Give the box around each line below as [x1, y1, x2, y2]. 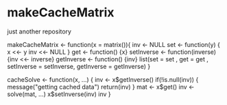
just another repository [7, 27, 72, 35]
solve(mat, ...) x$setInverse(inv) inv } [7, 90, 111, 98]
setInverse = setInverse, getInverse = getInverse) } [7, 62, 151, 70]
